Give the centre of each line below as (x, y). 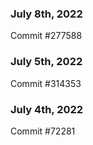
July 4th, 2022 (47, 109)
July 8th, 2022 (46, 14)
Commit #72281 (43, 131)
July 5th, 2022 (46, 62)
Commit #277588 (46, 36)
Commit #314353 (46, 83)
